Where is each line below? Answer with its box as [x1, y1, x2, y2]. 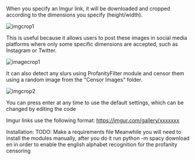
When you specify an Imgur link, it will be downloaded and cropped [6, 5, 170, 12]
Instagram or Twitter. [6, 47, 57, 54]
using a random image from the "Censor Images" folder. [6, 76, 143, 83]
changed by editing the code [6, 105, 76, 112]
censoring [6, 148, 31, 154]
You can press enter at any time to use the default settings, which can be [6, 99, 184, 106]
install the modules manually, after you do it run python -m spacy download [6, 135, 190, 142]
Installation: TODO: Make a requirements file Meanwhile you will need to [6, 129, 181, 135]
